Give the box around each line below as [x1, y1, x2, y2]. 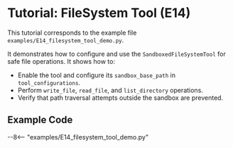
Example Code [7, 114, 73, 126]
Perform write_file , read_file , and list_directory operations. [17, 86, 204, 94]
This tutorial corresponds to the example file [7, 28, 137, 37]
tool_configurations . [17, 78, 80, 86]
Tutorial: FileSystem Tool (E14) [7, 5, 191, 21]
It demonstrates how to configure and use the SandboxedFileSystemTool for [7, 50, 226, 58]
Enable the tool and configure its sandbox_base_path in [17, 71, 176, 79]
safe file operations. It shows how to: [7, 57, 116, 65]
